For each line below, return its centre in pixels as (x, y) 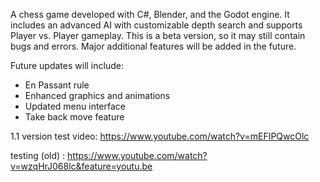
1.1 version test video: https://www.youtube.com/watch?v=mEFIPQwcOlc (160, 136)
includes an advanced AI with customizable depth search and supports (156, 25)
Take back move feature (74, 117)
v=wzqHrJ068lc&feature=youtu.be (81, 166)
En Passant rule (57, 85)
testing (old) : (38, 155)
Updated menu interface (75, 106)
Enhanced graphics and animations (97, 95)
